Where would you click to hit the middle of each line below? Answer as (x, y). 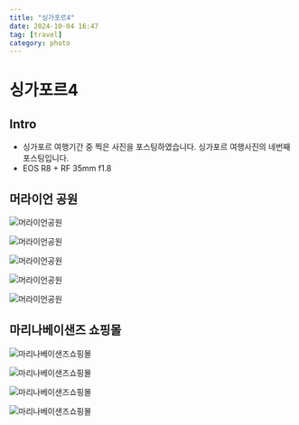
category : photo (40, 43)
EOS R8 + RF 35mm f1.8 (67, 169)
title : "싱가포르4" (42, 18)
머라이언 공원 (44, 199)
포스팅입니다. (46, 158)
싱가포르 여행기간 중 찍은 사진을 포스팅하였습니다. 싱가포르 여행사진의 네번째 (156, 147)
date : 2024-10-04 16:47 (54, 26)
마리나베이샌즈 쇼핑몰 (65, 330)
